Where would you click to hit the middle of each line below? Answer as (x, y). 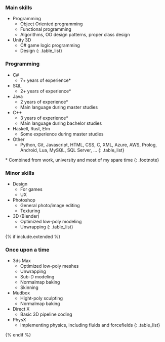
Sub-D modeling (37, 277)
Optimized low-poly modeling (51, 221)
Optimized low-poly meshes (49, 266)
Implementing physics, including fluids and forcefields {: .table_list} (90, 325)
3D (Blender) (26, 216)
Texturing (30, 211)
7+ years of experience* (46, 80)
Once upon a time (27, 250)
